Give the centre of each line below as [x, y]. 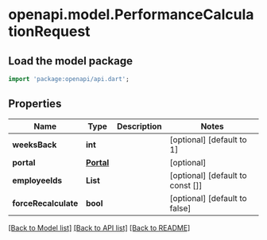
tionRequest [49, 31]
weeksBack [35, 145]
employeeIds [37, 180]
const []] [186, 185]
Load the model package [71, 61]
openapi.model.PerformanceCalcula [131, 15]
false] [180, 208]
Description [139, 126]
